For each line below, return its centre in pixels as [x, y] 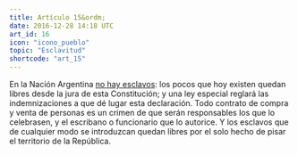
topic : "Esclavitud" [48, 51]
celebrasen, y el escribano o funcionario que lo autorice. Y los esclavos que [149, 122]
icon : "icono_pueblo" [50, 42]
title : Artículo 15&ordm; [57, 17]
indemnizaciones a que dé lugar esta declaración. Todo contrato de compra [149, 103]
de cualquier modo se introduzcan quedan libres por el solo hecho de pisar [148, 131]
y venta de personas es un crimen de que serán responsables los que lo [142, 113]
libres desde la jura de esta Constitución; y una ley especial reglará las [139, 94]
